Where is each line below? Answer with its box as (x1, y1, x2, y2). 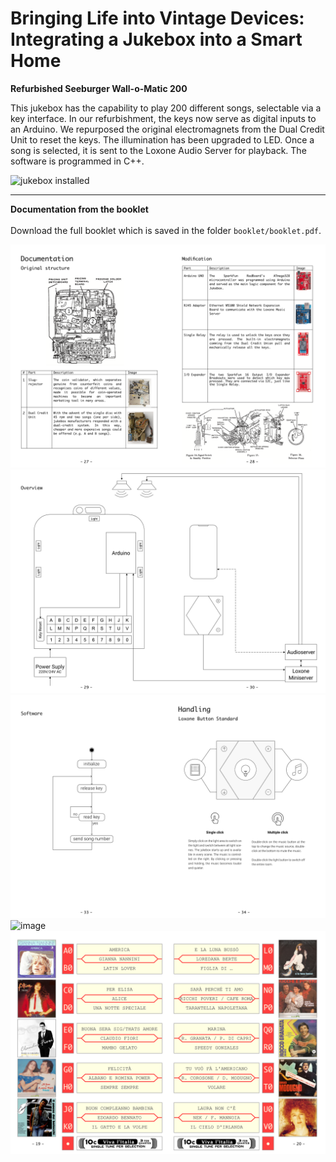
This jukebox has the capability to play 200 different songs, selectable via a (10, 102, 322, 114)
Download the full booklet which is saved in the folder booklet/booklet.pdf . (10, 224, 322, 236)
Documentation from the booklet (10, 203, 149, 215)
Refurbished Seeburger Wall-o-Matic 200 (10, 82, 188, 94)
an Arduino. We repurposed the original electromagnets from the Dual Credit (10, 123, 325, 135)
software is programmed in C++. (10, 155, 145, 167)
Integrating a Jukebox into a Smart (10, 28, 303, 51)
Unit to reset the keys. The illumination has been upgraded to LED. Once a (10, 133, 315, 146)
